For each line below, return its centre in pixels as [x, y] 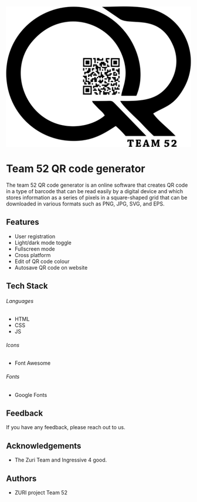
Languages [20, 301]
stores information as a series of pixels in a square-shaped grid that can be [97, 197]
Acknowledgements [44, 446]
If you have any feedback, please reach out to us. [66, 427]
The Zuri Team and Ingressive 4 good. [61, 460]
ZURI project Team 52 [41, 493]
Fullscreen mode [35, 249]
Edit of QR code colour [42, 261]
